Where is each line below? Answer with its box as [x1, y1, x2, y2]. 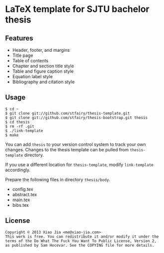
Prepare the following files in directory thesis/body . [5, 176, 110, 182]
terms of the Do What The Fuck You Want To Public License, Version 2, [5, 238, 157, 244]
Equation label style [12, 74, 53, 79]
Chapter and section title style [12, 63, 75, 69]
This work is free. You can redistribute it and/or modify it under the [5, 234, 159, 239]
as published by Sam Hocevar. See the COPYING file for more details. [5, 243, 155, 248]
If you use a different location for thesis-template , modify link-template [5, 161, 154, 167]
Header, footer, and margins [12, 47, 70, 53]
